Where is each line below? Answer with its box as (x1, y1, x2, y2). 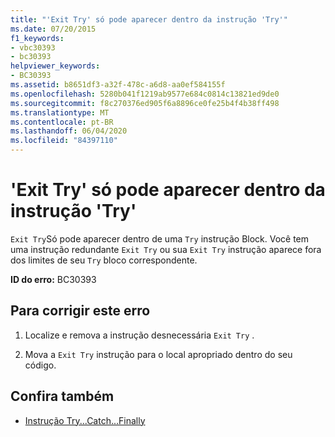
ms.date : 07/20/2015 (10, 24, 97, 34)
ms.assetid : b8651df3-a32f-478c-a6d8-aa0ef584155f (10, 80, 226, 90)
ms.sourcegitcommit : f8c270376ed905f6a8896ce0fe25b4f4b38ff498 (10, 98, 280, 108)
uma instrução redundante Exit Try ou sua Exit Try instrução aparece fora (10, 243, 322, 255)
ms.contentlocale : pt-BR (10, 117, 114, 127)
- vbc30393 (10, 42, 56, 53)
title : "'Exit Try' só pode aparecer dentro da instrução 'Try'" (10, 14, 288, 25)
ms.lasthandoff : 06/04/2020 (10, 126, 128, 136)
